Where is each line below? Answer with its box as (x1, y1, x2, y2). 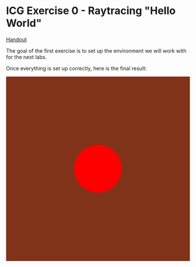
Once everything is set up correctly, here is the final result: (6, 64, 147, 71)
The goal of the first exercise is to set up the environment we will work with (6, 47, 187, 54)
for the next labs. (6, 53, 47, 60)
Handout (6, 36, 27, 43)
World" (6, 16, 42, 30)
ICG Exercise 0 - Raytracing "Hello (6, 4, 176, 18)
